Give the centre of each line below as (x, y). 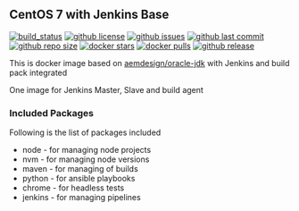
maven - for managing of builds (80, 169)
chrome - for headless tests (73, 188)
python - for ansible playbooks (79, 179)
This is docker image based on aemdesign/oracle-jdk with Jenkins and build (149, 63)
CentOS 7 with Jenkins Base (89, 15)
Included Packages (52, 113)
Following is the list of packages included (85, 132)
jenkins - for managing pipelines (81, 198)
